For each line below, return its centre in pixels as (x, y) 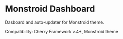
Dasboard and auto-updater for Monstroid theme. (55, 22)
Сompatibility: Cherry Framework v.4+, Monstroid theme (61, 31)
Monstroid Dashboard (50, 9)
